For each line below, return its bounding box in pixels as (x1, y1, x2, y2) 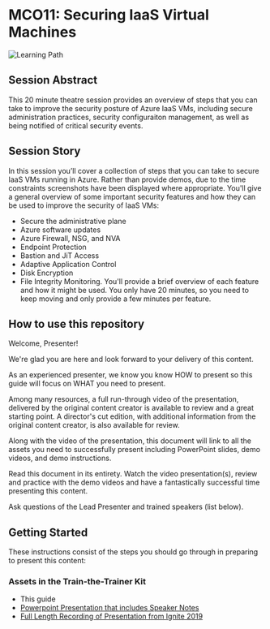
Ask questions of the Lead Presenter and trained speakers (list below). (8, 502, 244, 512)
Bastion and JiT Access (19, 250, 100, 261)
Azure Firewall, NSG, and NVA (19, 233, 121, 243)
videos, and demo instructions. (8, 453, 112, 463)
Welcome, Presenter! (8, 338, 79, 348)
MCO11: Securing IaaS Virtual (8, 6, 209, 24)
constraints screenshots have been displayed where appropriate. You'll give (8, 183, 262, 192)
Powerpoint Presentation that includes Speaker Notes (19, 603, 199, 613)
